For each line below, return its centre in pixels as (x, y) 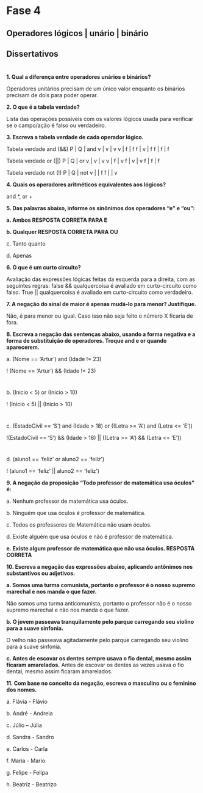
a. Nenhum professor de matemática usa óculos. (67, 501)
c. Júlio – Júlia (24, 725)
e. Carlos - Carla (27, 748)
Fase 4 (24, 11)
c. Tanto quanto (26, 244)
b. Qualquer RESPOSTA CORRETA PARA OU (62, 232)
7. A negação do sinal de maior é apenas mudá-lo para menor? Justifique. (101, 304)
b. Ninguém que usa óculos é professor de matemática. (76, 513)
